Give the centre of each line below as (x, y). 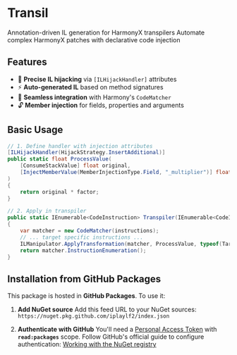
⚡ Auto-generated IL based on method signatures (90, 87)
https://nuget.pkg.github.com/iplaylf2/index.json (93, 316)
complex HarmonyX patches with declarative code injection (94, 39)
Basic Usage (35, 130)
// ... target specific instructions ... (81, 237)
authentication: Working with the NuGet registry (87, 344)
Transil (28, 13)
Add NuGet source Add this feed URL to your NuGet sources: (107, 310)
